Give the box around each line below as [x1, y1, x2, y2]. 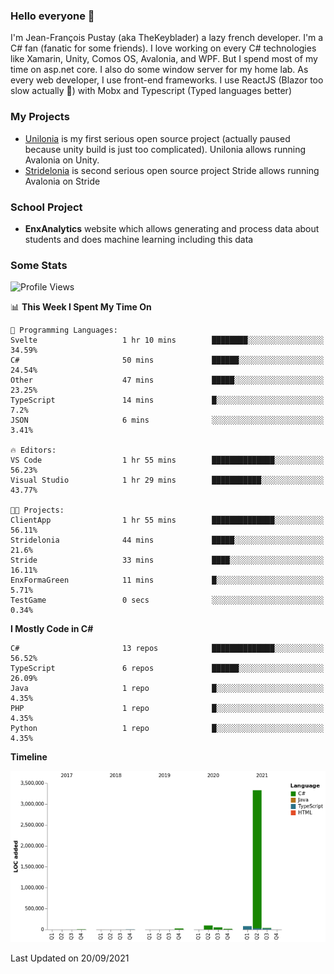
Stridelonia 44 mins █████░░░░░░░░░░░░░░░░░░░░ [10, 535, 325, 546]
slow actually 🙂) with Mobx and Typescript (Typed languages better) [10, 85, 292, 97]
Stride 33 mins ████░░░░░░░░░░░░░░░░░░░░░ [10, 555, 325, 566]
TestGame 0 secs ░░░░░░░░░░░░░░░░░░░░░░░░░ [10, 595, 325, 606]
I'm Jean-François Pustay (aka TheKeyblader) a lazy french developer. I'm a [10, 32, 324, 44]
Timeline [10, 751, 48, 763]
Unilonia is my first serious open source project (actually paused [24, 132, 291, 144]
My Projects [10, 110, 70, 124]
